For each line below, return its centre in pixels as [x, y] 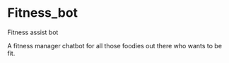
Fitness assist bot [33, 32]
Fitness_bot [43, 13]
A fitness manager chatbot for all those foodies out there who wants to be [115, 45]
